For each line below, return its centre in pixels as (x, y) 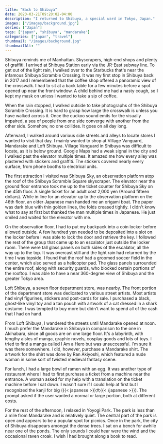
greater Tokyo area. (25, 278)
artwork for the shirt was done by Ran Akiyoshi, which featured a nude (76, 354)
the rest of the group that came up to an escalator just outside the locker (78, 242)
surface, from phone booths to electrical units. (51, 166)
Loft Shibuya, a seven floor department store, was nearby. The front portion (81, 288)
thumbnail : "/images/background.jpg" (43, 41)
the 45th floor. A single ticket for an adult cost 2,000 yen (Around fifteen (77, 191)
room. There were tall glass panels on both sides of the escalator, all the (77, 247)
